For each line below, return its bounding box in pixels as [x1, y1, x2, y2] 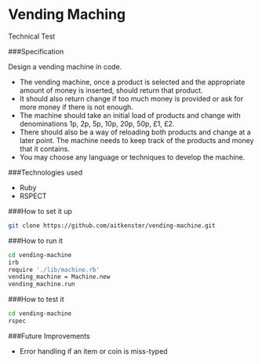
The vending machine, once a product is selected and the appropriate [19, 77, 246, 86]
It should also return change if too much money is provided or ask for [19, 94, 244, 103]
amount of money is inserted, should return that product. [19, 85, 203, 95]
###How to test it [8, 295, 64, 304]
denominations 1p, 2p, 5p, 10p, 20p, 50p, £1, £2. [19, 119, 175, 128]
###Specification [8, 46, 64, 56]
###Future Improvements [8, 331, 90, 340]
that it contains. [19, 144, 71, 153]
